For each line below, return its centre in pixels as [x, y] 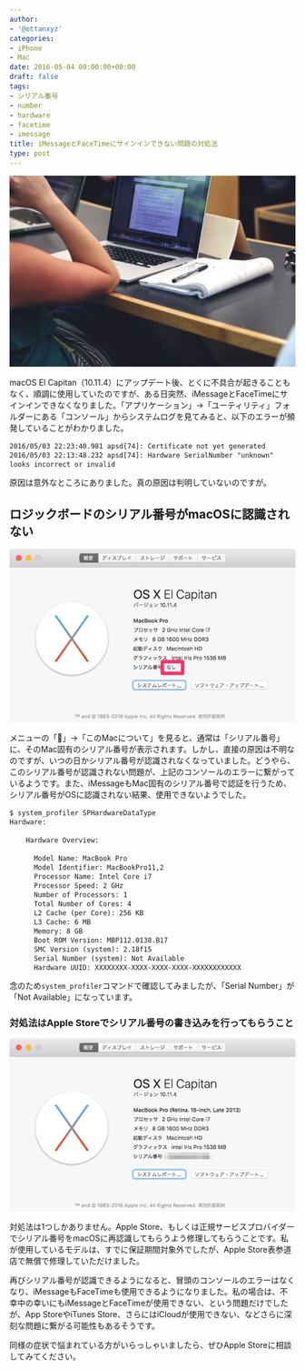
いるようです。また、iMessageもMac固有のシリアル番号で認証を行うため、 [151, 783]
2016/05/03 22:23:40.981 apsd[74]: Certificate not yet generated [138, 447]
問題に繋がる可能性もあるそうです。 [93, 1326]
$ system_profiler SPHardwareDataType [83, 813]
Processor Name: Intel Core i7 [93, 876]
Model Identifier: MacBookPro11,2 [99, 867]
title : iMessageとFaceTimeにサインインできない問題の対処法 [113, 144]
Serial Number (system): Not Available [108, 958]
